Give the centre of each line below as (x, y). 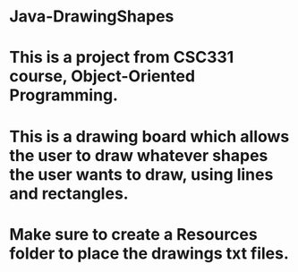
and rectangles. (69, 193)
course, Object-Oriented (102, 76)
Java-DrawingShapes (92, 17)
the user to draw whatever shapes (139, 155)
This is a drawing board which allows (149, 136)
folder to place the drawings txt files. (149, 253)
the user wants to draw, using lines (141, 174)
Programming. (64, 95)
